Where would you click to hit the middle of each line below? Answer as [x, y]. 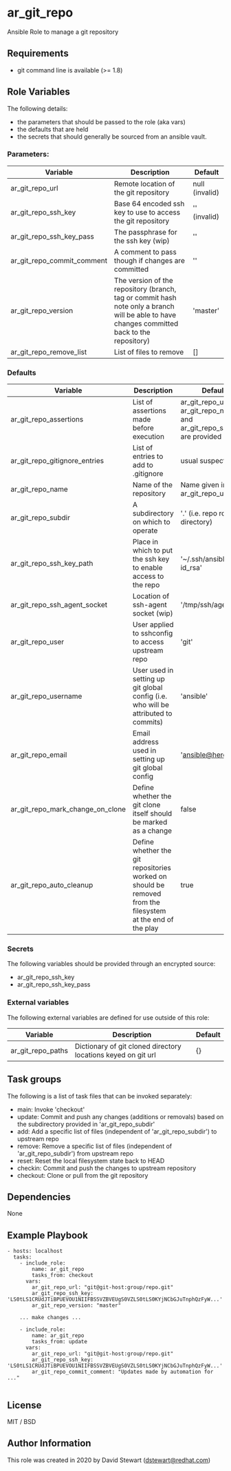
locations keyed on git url [115, 1055]
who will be [151, 705]
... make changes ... [50, 1318]
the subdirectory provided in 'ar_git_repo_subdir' [86, 1124]
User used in [153, 671]
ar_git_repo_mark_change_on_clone [68, 809]
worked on [150, 876]
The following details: [37, 108]
